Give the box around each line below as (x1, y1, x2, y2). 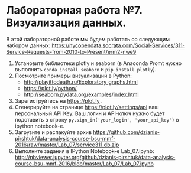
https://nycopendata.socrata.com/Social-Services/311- (51, 42, 185, 49)
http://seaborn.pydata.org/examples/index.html (23, 91, 139, 98)
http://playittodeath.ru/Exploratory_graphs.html (23, 78, 138, 86)
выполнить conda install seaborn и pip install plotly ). (14, 66, 157, 73)
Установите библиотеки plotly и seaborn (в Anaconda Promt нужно (14, 60, 182, 67)
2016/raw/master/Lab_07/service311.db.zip (14, 141, 119, 148)
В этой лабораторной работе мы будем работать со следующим (6, 35, 170, 43)
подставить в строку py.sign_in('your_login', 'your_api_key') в (14, 116, 179, 123)
